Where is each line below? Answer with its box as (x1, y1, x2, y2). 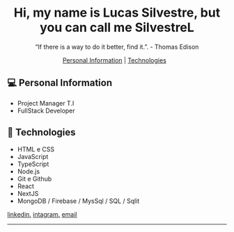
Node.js (17, 167, 40, 175)
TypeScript (17, 160, 49, 168)
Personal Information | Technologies (62, 56, 167, 64)
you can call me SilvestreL (39, 19, 195, 35)
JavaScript (17, 152, 49, 160)
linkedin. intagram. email (7, 210, 77, 218)
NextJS (17, 189, 39, 197)
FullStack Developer (17, 106, 75, 115)
